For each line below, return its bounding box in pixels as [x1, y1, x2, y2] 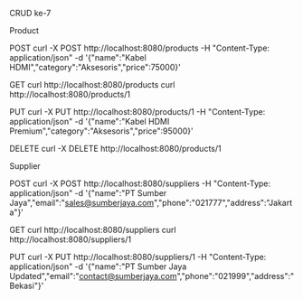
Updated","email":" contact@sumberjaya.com [9, 271, 177, 281]
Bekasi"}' [9, 280, 44, 291]
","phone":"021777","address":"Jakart [153, 198, 293, 208]
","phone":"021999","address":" [175, 271, 295, 281]
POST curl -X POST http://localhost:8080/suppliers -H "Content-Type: [9, 178, 271, 189]
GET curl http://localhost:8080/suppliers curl [9, 225, 176, 235]
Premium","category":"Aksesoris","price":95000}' [9, 126, 194, 136]
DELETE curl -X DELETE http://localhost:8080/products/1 [9, 144, 222, 154]
